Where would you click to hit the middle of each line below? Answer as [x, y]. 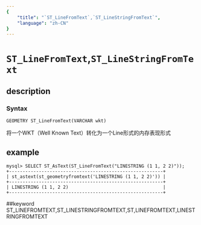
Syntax [17, 108]
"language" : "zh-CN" [43, 23]
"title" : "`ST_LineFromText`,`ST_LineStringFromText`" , [89, 17]
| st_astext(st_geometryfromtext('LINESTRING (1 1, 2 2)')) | [86, 176]
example [23, 152]
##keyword [21, 203]
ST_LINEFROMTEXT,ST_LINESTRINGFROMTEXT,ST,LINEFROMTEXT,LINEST [101, 210]
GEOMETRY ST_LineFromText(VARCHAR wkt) [56, 121]
